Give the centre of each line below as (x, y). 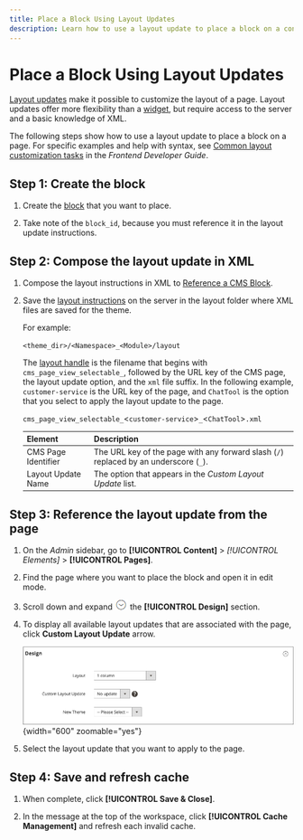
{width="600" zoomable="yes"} (82, 731)
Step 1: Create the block (78, 184)
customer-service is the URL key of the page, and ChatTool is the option (156, 392)
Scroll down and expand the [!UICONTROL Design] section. (141, 607)
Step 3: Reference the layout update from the (138, 514)
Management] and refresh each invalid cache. (109, 826)
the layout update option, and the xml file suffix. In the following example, (158, 382)
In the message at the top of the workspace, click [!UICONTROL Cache (155, 816)
